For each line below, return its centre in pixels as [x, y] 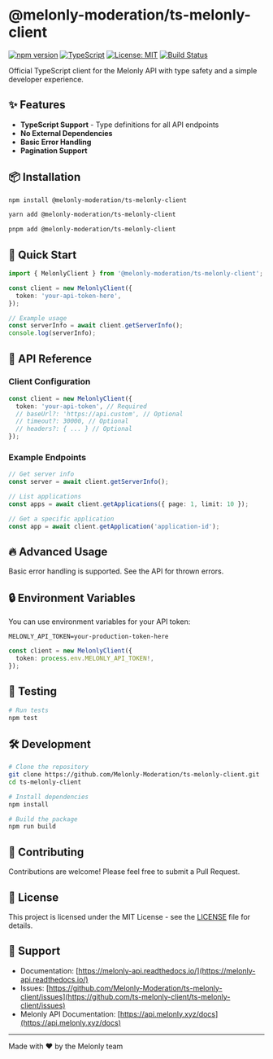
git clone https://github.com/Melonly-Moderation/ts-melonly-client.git [134, 775]
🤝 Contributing [46, 852]
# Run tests [28, 710]
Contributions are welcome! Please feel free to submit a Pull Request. [124, 872]
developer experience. [46, 79]
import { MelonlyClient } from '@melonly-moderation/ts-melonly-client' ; [136, 274]
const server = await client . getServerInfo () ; [89, 482]
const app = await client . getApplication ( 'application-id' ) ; [114, 526]
